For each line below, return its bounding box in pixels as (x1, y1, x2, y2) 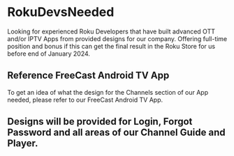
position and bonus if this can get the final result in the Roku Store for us (7, 42, 215, 50)
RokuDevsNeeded (7, 4, 115, 20)
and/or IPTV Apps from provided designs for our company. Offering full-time (7, 34, 228, 42)
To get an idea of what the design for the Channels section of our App (7, 88, 209, 96)
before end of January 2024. (7, 49, 91, 58)
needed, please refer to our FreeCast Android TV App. (7, 95, 163, 104)
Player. (7, 137, 38, 150)
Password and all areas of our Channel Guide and (7, 127, 226, 139)
